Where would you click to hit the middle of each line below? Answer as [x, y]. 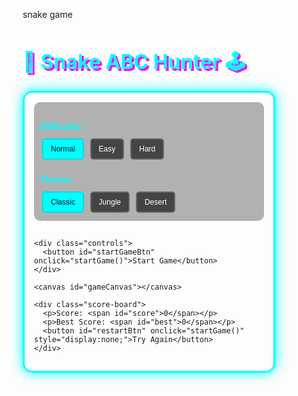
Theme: [57, 180]
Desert [156, 202]
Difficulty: [62, 126]
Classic [63, 202]
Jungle [109, 202]
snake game [47, 14]
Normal [63, 149]
